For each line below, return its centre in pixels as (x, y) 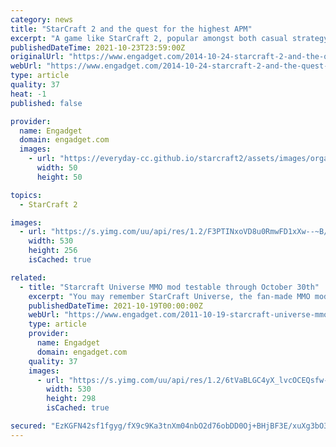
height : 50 (59, 177)
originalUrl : (37, 57)
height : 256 (53, 251)
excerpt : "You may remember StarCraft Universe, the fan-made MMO (169, 296)
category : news (42, 19)
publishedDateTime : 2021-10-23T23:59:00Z (98, 47)
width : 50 (57, 168)
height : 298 (71, 399)
